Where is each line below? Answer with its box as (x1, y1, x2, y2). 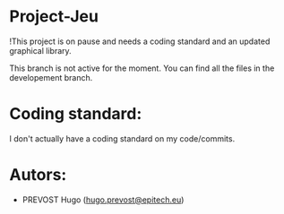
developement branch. (9, 72, 93, 82)
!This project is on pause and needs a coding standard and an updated (9, 36, 271, 47)
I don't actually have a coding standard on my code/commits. (9, 133, 236, 144)
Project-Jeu (9, 6, 99, 27)
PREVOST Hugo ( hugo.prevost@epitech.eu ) (22, 194, 185, 205)
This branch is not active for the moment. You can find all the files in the (9, 63, 275, 73)
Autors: (9, 165, 67, 185)
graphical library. (9, 45, 72, 56)
